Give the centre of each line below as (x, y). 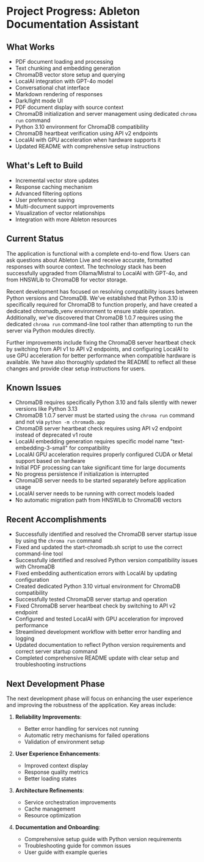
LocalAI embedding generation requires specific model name (92, 441)
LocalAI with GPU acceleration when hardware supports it (88, 140)
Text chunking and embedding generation (68, 68)
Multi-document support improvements (65, 206)
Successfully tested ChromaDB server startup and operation (91, 600)
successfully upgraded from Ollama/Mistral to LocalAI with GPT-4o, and (97, 273)
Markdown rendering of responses (59, 94)
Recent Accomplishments (56, 519)
